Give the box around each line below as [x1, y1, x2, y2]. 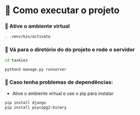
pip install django [5, 100, 46, 105]
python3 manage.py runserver [5, 67, 67, 72]
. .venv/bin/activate [5, 34, 51, 40]
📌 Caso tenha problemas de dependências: [5, 79, 113, 86]
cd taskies [5, 58, 28, 63]
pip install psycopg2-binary [5, 105, 67, 110]
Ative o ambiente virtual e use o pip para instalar [12, 90, 114, 96]
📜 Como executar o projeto [5, 5, 120, 16]
